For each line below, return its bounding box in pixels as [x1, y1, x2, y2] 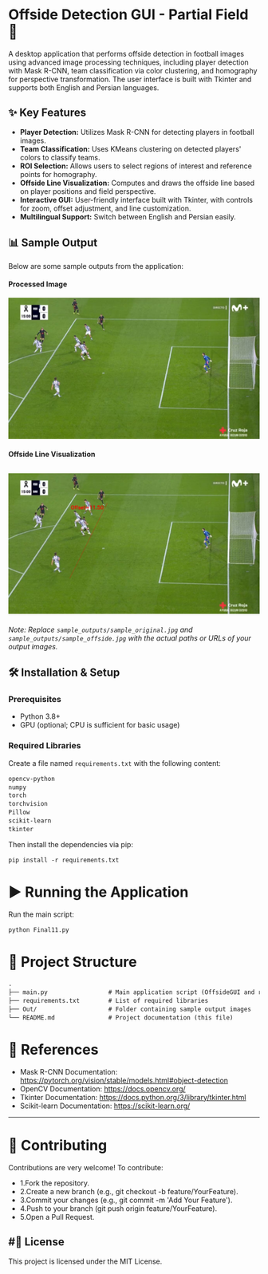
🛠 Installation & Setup [8, 666, 120, 680]
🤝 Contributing [8, 1136, 108, 1154]
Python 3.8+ [19, 712, 61, 721]
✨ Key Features [8, 106, 86, 120]
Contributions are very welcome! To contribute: [8, 1162, 164, 1172]
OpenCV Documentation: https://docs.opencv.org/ [19, 1083, 186, 1094]
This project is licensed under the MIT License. [8, 1256, 163, 1266]
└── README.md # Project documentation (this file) [8, 1013, 234, 1022]
